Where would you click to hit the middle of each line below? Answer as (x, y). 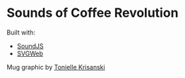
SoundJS (30, 46)
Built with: (21, 32)
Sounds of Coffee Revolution (92, 13)
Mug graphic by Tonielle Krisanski (56, 67)
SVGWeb (30, 53)
